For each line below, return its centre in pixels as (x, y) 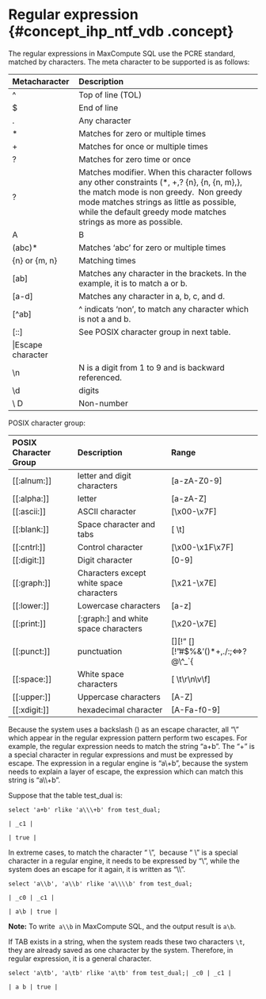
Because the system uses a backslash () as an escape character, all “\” (123, 729)
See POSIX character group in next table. (155, 332)
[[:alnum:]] (32, 480)
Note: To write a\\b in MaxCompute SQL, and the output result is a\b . (122, 926)
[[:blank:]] (31, 529)
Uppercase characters (119, 697)
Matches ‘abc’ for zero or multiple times (152, 248)
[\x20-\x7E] (194, 623)
